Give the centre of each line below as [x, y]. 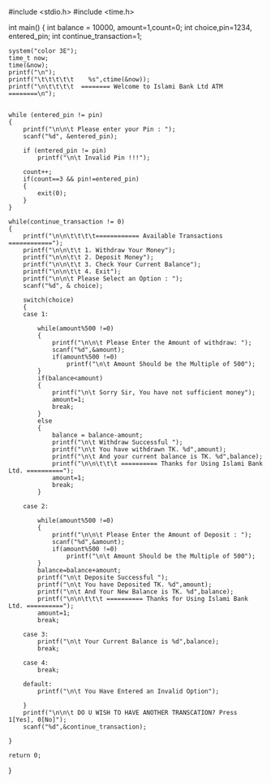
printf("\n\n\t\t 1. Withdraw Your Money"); [99, 250]
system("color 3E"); [43, 51]
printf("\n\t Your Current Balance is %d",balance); [129, 642]
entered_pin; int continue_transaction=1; [75, 36]
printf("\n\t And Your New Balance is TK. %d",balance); [135, 592]
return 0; [25, 755]
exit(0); [52, 194]
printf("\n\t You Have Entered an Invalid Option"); [129, 691]
